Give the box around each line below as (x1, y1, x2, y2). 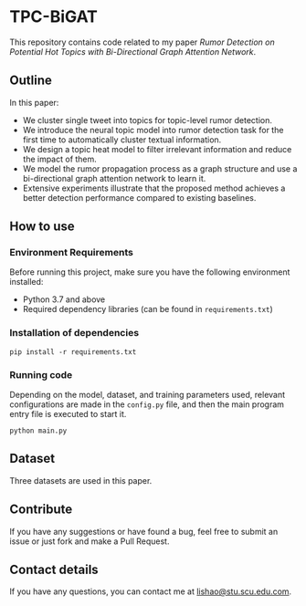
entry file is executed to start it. (9, 409, 127, 420)
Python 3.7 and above (22, 294, 106, 305)
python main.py (9, 426, 68, 435)
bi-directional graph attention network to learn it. (22, 172, 206, 183)
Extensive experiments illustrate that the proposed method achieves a (22, 183, 286, 193)
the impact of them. (22, 153, 98, 164)
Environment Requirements (9, 246, 134, 259)
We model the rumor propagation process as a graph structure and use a (22, 162, 298, 174)
